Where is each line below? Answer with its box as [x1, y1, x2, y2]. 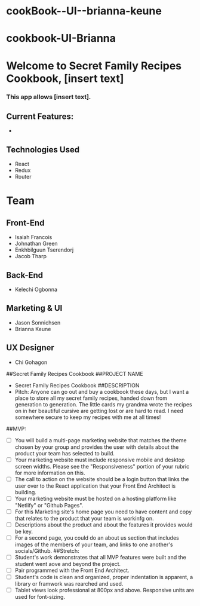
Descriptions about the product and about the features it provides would [14, 521, 193, 528]
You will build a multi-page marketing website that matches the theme [14, 436, 187, 443]
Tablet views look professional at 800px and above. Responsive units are [14, 587, 195, 594]
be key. [14, 528, 33, 535]
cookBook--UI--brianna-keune [6, 4, 162, 18]
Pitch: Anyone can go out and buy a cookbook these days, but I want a [14, 388, 189, 395]
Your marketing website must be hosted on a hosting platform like [14, 495, 177, 502]
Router [14, 173, 32, 180]
